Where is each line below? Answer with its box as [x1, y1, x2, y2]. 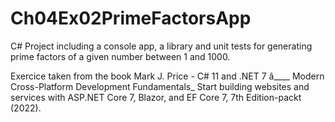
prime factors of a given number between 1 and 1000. [10, 50, 231, 62]
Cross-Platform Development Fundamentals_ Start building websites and [10, 80, 310, 92]
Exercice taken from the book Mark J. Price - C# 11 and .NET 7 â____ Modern [10, 70, 325, 82]
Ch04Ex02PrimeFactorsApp [10, 7, 252, 30]
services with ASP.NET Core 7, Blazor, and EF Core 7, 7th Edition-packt [10, 91, 302, 103]
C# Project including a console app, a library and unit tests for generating [10, 40, 313, 52]
